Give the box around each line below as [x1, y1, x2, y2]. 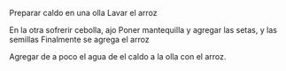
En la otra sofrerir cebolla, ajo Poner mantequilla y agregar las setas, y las [9, 25, 277, 35]
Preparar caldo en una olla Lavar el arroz [9, 8, 158, 18]
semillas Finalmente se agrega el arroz [9, 35, 150, 44]
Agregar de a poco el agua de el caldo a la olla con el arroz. [9, 51, 227, 61]
